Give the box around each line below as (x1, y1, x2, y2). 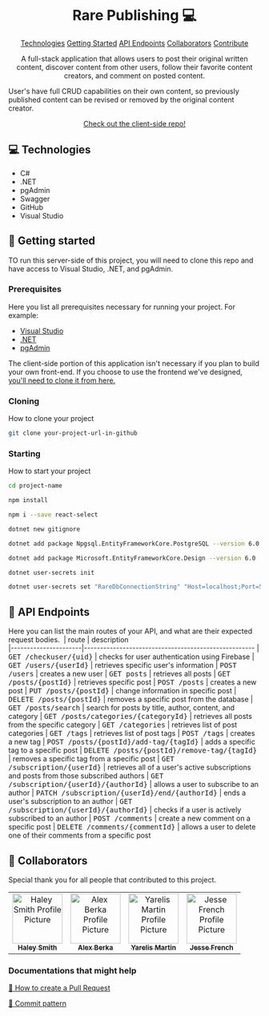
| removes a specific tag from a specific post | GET (8, 754, 175, 764)
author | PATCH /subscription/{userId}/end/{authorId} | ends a (8, 788, 247, 797)
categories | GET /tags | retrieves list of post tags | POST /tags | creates (8, 729, 255, 738)
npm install (8, 496, 48, 504)
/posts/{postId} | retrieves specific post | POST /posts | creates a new (8, 677, 257, 687)
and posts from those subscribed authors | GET (8, 771, 164, 781)
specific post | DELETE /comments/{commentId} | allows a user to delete (8, 822, 256, 832)
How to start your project (8, 466, 91, 476)
